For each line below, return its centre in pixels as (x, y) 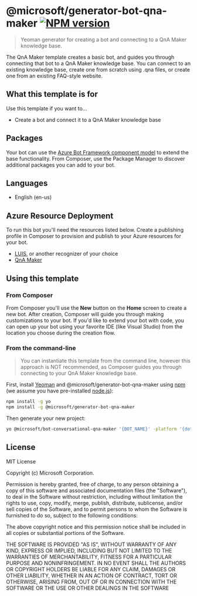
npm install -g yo (28, 402)
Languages (27, 183)
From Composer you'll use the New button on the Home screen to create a (96, 308)
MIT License (21, 461)
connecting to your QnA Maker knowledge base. (79, 373)
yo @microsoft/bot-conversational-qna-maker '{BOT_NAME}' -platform (91, 429)
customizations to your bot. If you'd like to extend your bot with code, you (95, 320)
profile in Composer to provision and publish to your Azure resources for (94, 236)
